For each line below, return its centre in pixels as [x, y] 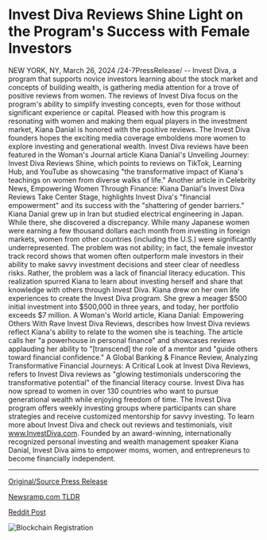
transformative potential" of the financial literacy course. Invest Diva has [126, 382]
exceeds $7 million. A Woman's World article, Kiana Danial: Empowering [126, 314]
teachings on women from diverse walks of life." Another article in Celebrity [132, 179]
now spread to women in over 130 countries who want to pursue [113, 391]
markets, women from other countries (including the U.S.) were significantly [132, 239]
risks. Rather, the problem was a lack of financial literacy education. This [127, 272]
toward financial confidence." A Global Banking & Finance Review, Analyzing [133, 357]
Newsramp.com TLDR [44, 496]
